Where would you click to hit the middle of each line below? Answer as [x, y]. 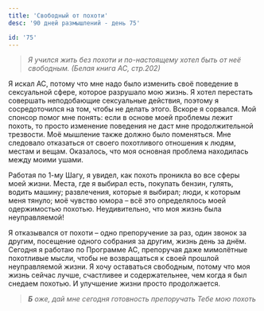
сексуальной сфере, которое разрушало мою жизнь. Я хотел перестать [130, 92]
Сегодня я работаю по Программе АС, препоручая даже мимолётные [128, 250]
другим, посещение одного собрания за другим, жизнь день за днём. [127, 241]
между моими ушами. [46, 160]
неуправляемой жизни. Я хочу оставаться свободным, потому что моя [129, 266]
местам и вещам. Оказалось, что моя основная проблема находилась [128, 151]
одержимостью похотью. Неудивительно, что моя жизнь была [115, 209]
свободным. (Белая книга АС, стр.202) [94, 68]
